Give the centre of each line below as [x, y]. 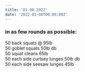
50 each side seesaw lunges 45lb [40, 64]
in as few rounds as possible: [41, 32]
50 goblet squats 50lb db [31, 48]
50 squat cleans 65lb [27, 53]
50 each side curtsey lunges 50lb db [43, 58]
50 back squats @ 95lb [29, 42]
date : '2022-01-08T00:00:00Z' [37, 14]
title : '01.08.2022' [27, 10]
